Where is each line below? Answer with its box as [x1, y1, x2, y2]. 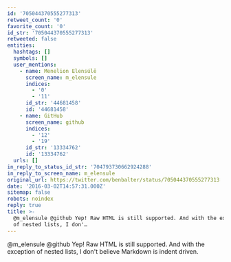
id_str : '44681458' [25, 100, 81, 107]
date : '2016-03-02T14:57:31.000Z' [7, 183, 107, 190]
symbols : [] [13, 55, 48, 62]
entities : [7, 42, 36, 49]
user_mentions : [13, 61, 57, 68]
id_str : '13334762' [25, 144, 81, 151]
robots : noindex [7, 195, 54, 203]
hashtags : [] [13, 49, 51, 56]
